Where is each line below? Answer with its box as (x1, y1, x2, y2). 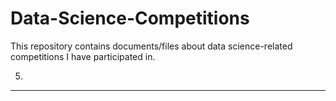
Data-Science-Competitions (10, 7, 250, 30)
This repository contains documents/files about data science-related (10, 40, 293, 52)
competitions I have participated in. (10, 50, 156, 62)
